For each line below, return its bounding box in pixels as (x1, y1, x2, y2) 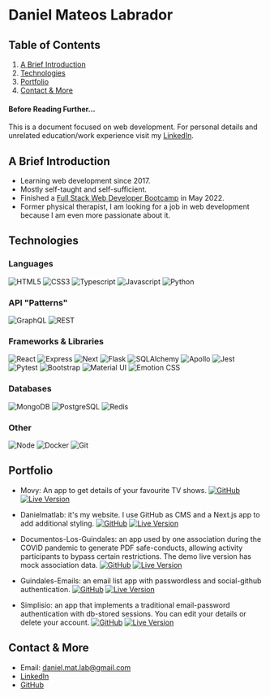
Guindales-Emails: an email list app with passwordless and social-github (19, 575, 262, 586)
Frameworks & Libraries (8, 336, 104, 347)
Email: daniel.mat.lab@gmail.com (19, 662, 131, 672)
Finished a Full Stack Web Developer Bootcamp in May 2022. (19, 193, 225, 203)
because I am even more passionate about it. (19, 210, 171, 220)
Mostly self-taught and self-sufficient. (19, 184, 148, 194)
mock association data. (19, 560, 98, 569)
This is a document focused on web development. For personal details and (8, 122, 258, 132)
